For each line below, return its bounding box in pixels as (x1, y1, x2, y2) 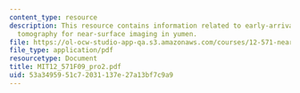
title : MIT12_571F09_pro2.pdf (9, 63, 122, 72)
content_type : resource (9, 12, 98, 22)
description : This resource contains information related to (9, 21, 242, 30)
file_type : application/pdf (9, 46, 114, 55)
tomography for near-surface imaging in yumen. (17, 29, 198, 38)
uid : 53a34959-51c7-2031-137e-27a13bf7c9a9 (9, 71, 174, 80)
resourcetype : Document (9, 54, 98, 63)
